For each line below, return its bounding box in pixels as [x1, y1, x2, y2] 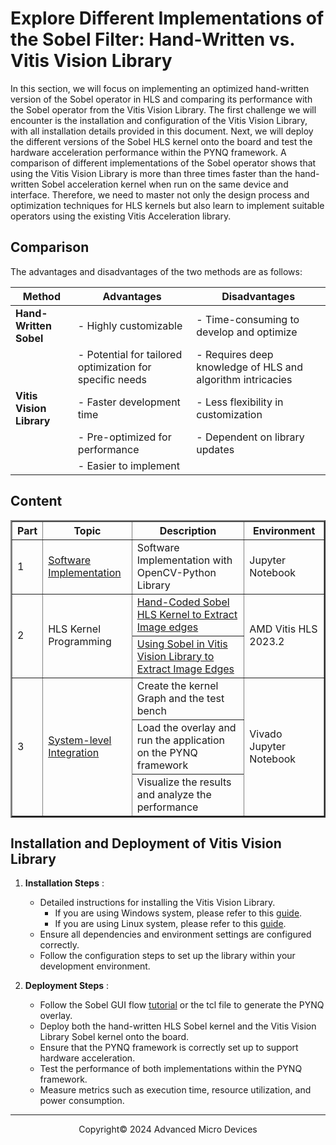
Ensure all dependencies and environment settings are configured [39, 928, 312, 941]
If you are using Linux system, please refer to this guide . [54, 918, 287, 930]
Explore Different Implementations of [10, 7, 325, 30]
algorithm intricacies [196, 372, 293, 386]
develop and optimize [196, 325, 298, 339]
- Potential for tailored [77, 347, 183, 361]
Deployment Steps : [24, 980, 110, 992]
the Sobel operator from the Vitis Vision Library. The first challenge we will [10, 103, 317, 116]
